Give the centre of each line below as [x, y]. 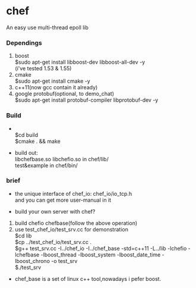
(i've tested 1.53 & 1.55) [43, 68]
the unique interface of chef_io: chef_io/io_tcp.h [73, 193]
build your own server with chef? [55, 211]
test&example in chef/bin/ [46, 165]
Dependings [24, 43]
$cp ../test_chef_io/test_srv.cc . [53, 242]
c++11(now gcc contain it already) [56, 87]
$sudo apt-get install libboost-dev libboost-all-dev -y [80, 62]
